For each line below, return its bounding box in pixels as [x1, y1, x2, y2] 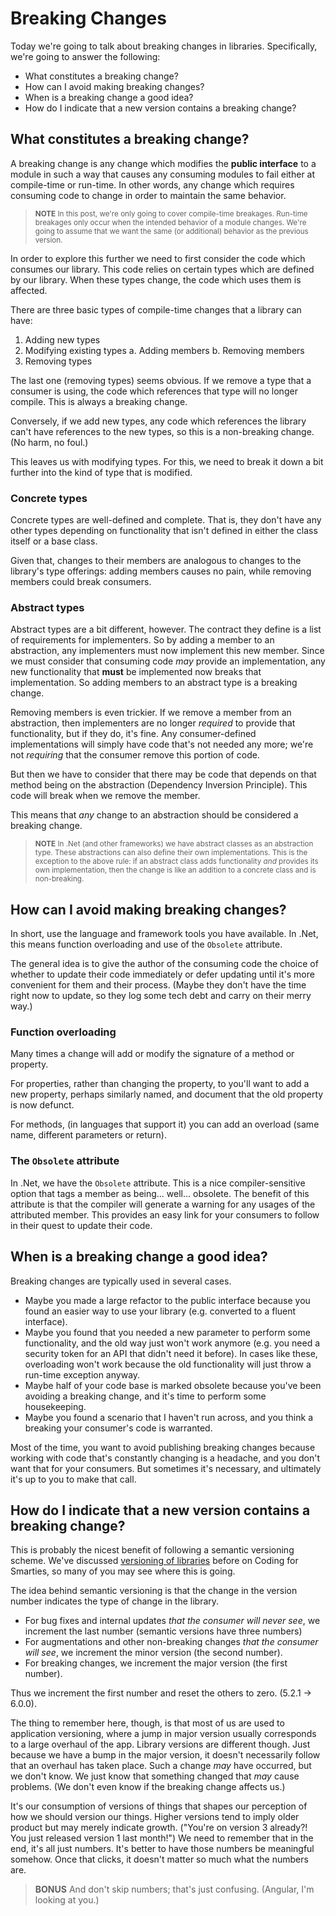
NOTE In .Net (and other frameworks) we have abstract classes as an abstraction [34, 839, 314, 849]
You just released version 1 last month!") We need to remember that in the [10, 1832, 314, 1844]
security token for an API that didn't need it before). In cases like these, [24, 1347, 318, 1359]
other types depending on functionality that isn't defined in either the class [10, 525, 318, 537]
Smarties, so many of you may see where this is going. [10, 1565, 236, 1577]
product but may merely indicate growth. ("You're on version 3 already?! [10, 1822, 308, 1834]
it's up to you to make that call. [10, 1473, 137, 1485]
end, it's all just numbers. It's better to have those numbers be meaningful [10, 1843, 315, 1855]
